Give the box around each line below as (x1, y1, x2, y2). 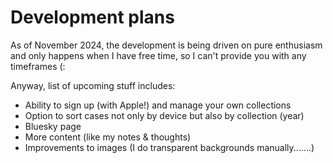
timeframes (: (10, 60, 66, 72)
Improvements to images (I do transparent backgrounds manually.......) (24, 141, 315, 153)
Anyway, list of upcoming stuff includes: (10, 79, 176, 91)
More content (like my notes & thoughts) (24, 131, 192, 143)
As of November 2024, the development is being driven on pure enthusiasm (10, 39, 323, 51)
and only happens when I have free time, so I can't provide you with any (10, 49, 307, 61)
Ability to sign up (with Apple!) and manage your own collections (24, 99, 292, 111)
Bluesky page (24, 120, 82, 132)
